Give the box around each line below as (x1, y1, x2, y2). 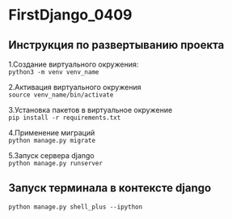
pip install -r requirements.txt (8, 114, 121, 122)
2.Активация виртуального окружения (8, 83, 141, 92)
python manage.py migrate (8, 136, 95, 144)
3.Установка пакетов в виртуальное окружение (8, 105, 173, 114)
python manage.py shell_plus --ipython (8, 203, 143, 211)
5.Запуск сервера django (8, 151, 95, 160)
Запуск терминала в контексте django (8, 181, 212, 195)
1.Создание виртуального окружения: (8, 59, 139, 69)
